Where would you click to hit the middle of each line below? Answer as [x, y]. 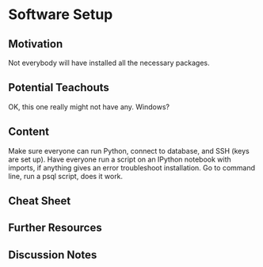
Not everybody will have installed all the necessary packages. [109, 63]
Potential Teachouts [59, 88]
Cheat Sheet [40, 201]
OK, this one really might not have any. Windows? [89, 107]
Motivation [36, 44]
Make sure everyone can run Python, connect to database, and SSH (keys [129, 151]
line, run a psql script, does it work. [66, 176]
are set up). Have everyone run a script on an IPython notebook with [120, 159]
